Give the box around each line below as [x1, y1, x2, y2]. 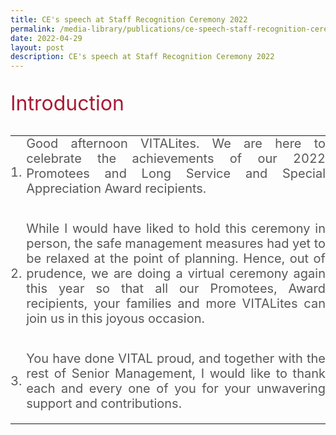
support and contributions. [26, 396, 183, 412]
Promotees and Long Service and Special [26, 166, 326, 182]
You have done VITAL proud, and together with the [26, 351, 326, 367]
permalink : [10, 24, 56, 34]
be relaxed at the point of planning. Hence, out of [26, 251, 326, 267]
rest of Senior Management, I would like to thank [26, 366, 326, 382]
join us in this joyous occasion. [26, 311, 205, 327]
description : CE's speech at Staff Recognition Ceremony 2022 [10, 52, 275, 62]
